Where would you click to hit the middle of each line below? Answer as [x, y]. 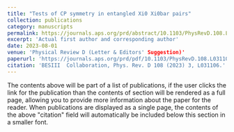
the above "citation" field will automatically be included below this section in [116, 115]
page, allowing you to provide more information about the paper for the [109, 100]
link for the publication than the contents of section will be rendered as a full [116, 92]
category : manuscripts [40, 26]
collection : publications [45, 20]
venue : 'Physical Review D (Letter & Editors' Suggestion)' [96, 53]
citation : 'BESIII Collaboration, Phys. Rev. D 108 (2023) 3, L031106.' [117, 65]
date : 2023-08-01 [32, 46]
